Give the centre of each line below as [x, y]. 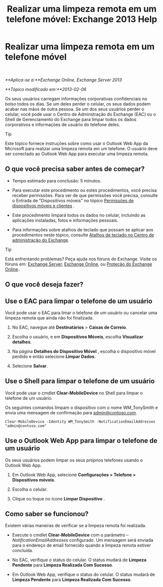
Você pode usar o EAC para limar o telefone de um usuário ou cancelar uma [81, 313]
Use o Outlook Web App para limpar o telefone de [81, 441]
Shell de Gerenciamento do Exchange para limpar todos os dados [71, 119]
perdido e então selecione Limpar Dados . [54, 356]
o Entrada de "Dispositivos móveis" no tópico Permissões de [73, 200]
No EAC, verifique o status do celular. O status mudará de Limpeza [79, 560]
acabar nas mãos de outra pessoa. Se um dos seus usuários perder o [75, 109]
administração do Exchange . [41, 240]
